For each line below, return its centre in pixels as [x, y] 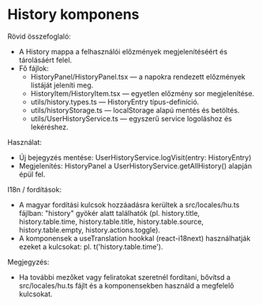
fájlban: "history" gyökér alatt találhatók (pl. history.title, [109, 213]
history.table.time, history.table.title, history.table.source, [111, 221]
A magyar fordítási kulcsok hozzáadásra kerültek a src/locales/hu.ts [129, 205]
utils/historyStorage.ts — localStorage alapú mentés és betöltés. [135, 110]
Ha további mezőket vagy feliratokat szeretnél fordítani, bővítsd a [124, 277]
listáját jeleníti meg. [62, 85]
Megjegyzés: [28, 262]
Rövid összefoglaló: [39, 36]
